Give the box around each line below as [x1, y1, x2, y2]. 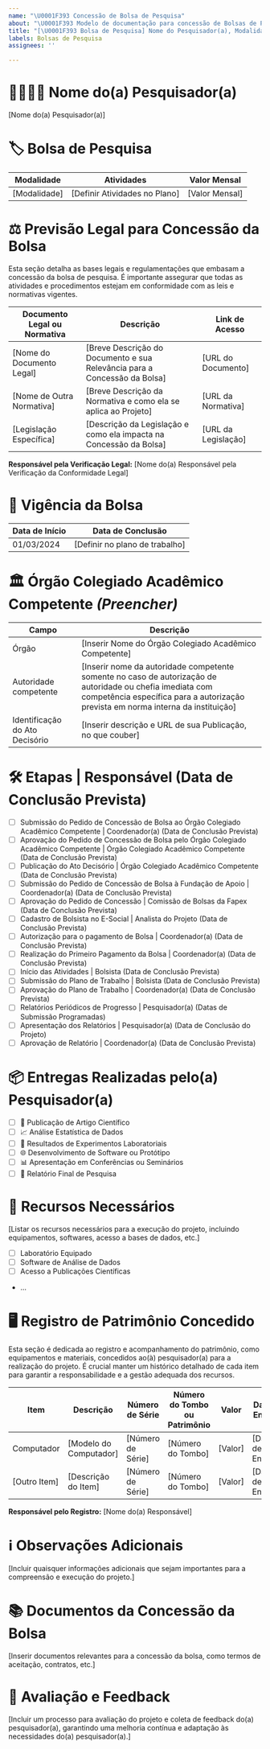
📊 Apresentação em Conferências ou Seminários [19, 1157, 184, 1167]
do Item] [67, 1481, 100, 1492]
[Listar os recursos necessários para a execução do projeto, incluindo [8, 1224, 239, 1233]
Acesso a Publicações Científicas [19, 1266, 131, 1276]
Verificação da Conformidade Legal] [8, 467, 129, 477]
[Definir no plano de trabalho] [73, 538, 186, 549]
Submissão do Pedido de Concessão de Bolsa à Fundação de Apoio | [19, 879, 250, 888]
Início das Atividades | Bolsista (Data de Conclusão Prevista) [19, 967, 220, 977]
